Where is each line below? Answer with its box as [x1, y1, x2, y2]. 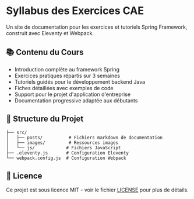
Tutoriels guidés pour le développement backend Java [14, 78, 146, 85]
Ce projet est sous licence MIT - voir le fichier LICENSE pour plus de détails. [6, 186, 189, 194]
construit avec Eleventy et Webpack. [6, 29, 94, 36]
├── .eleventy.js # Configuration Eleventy [6, 150, 129, 156]
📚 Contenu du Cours [6, 47, 84, 57]
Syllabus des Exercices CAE [6, 4, 144, 18]
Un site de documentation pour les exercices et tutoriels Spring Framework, [6, 23, 188, 30]
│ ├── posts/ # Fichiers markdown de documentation [6, 135, 163, 140]
